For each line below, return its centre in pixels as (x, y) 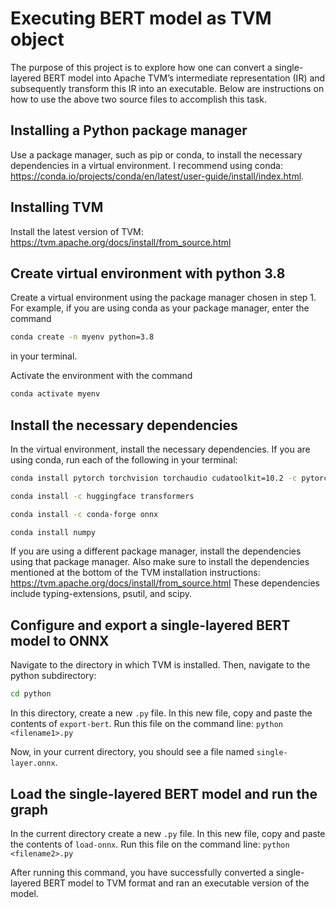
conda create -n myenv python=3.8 (82, 337)
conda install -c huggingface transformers (102, 496)
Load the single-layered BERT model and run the (164, 793)
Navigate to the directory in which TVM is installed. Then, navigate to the (160, 665)
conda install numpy (53, 532)
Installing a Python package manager (129, 130)
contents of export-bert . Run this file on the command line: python (146, 724)
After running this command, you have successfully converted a (142, 872)
